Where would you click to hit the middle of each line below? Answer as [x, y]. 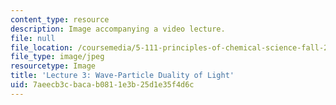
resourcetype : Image [53, 66]
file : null [33, 38]
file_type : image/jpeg [57, 57]
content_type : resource [60, 19]
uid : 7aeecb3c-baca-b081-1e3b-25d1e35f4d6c [102, 85]
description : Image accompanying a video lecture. [118, 29]
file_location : [42, 47]
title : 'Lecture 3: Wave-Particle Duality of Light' [122, 76]
